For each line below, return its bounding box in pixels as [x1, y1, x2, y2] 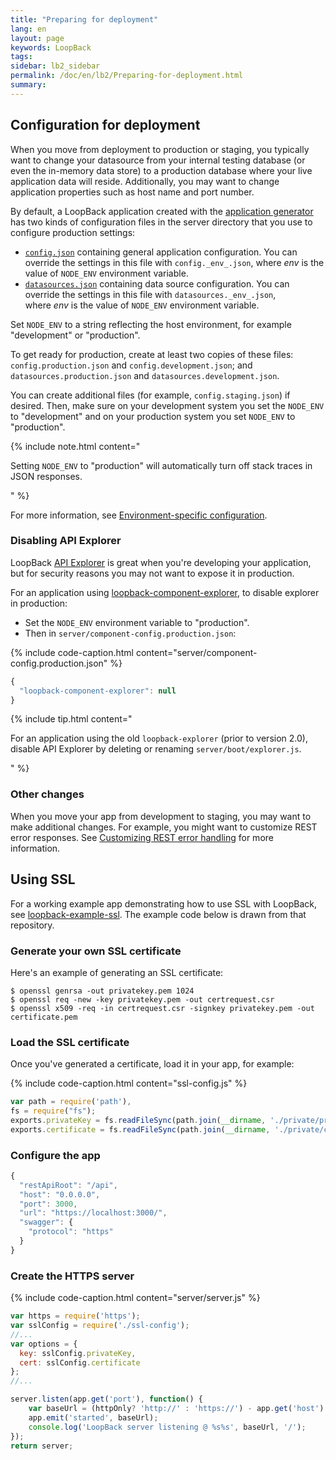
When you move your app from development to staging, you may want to [10, 810, 312, 822]
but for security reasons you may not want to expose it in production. [10, 567, 295, 579]
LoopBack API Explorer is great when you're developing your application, [10, 556, 312, 568]
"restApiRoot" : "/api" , [19, 1180, 118, 1190]
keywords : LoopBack [10, 42, 92, 53]
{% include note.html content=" [10, 440, 141, 452]
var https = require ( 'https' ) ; [10, 1311, 141, 1321]
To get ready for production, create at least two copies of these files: [10, 348, 294, 360]
